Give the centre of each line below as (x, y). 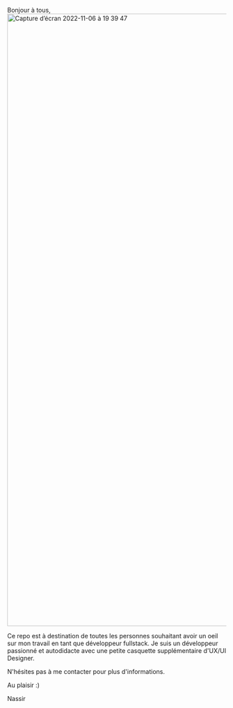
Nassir (16, 699)
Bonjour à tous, (29, 10)
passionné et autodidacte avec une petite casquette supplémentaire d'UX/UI (117, 651)
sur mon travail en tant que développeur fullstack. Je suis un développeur (113, 643)
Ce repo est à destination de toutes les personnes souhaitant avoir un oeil (113, 636)
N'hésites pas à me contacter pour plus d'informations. (86, 671)
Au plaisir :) (24, 685)
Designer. (21, 658)
